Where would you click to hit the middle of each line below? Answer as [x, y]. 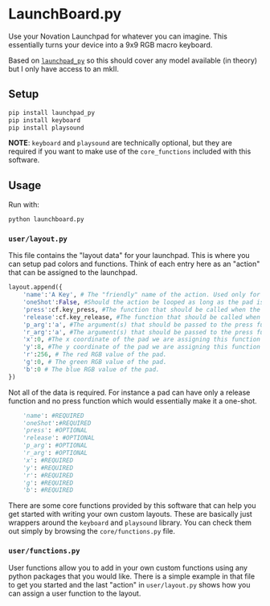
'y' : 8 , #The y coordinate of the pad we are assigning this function [142, 347]
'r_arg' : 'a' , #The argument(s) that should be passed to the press [138, 332]
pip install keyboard [45, 120]
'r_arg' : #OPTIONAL [55, 453]
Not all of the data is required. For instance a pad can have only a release [129, 392]
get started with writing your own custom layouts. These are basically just [131, 514]
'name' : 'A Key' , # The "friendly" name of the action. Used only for [142, 295]
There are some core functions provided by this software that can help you [132, 506]
